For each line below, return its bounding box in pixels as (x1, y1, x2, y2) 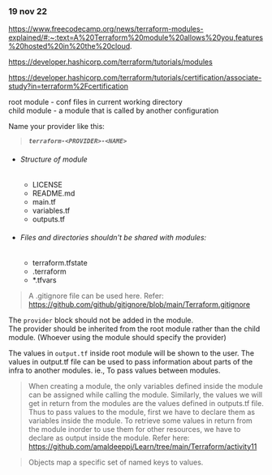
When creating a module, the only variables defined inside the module (28, 381, 264, 391)
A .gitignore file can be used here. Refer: (28, 291, 164, 300)
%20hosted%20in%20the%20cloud (8, 41, 131, 51)
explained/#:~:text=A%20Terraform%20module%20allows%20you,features (8, 32, 264, 42)
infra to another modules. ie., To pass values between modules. (8, 365, 221, 375)
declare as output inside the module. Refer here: (28, 433, 190, 443)
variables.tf (32, 205, 71, 215)
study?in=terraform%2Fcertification (8, 81, 128, 91)
